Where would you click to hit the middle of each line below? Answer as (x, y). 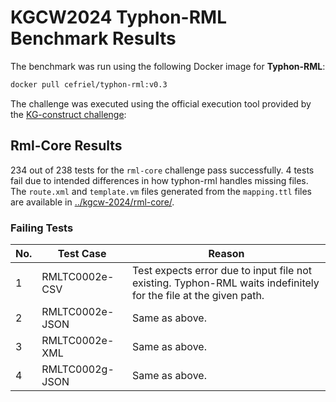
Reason (226, 253)
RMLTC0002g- (78, 369)
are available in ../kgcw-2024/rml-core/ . (92, 202)
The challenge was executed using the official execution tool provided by (161, 103)
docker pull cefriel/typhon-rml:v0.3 (89, 84)
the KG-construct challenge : (68, 114)
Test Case (82, 253)
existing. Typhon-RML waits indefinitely (225, 283)
